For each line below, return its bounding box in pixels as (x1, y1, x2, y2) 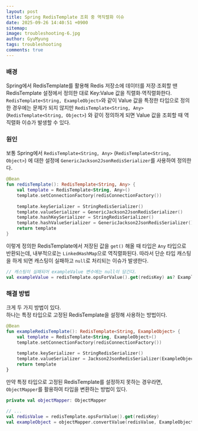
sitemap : (6, 25, 28, 31)
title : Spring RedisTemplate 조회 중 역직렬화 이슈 (6, 14, 125, 20)
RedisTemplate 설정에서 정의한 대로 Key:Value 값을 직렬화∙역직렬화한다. (6, 90, 172, 97)
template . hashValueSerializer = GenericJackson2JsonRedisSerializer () (16, 220, 194, 226)
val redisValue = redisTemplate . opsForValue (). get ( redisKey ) (6, 413, 160, 419)
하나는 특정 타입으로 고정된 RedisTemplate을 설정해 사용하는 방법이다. (6, 311, 167, 318)
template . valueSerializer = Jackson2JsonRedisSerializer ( (16, 356, 162, 362)
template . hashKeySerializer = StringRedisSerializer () (16, 215, 154, 221)
